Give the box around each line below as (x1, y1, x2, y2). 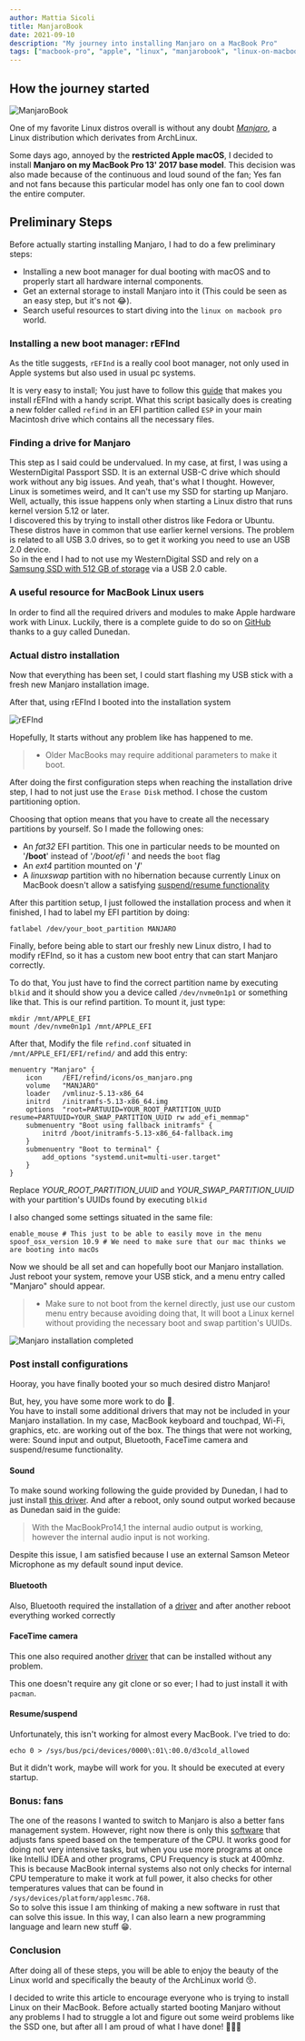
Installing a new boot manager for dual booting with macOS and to (22, 265, 271, 277)
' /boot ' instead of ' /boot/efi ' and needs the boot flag (22, 851, 221, 861)
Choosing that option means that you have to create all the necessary (9, 813, 270, 824)
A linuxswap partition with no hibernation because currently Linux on (22, 870, 281, 881)
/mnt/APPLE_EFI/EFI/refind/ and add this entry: (9, 1047, 188, 1059)
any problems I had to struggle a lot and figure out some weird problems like (9, 2011, 295, 2022)
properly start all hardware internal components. (22, 275, 204, 286)
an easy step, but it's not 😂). (22, 294, 133, 305)
